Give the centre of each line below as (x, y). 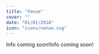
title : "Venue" (25, 11)
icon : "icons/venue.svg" (37, 28)
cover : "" (18, 17)
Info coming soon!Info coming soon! (50, 45)
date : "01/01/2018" (30, 22)
